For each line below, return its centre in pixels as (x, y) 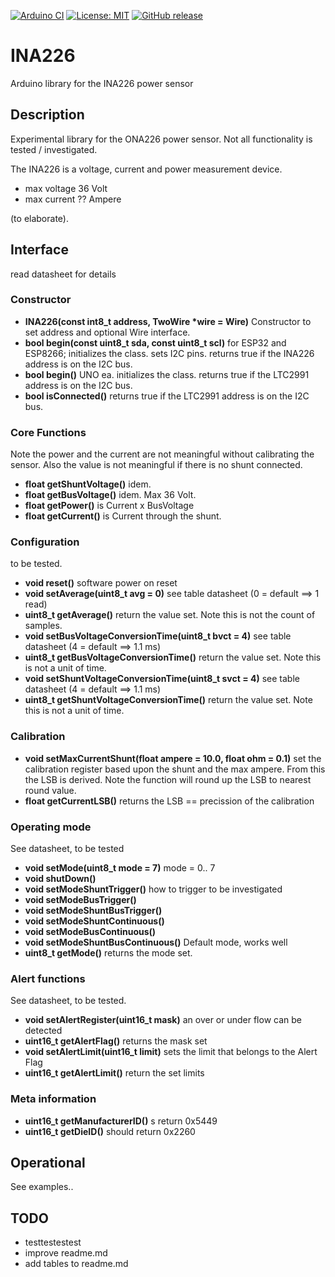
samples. (43, 626)
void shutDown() (60, 879)
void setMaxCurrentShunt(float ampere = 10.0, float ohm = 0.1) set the (173, 758)
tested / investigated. (54, 149)
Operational (48, 1163)
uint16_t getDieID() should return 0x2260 (110, 1131)
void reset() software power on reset (101, 583)
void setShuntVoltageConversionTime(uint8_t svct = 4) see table (162, 679)
